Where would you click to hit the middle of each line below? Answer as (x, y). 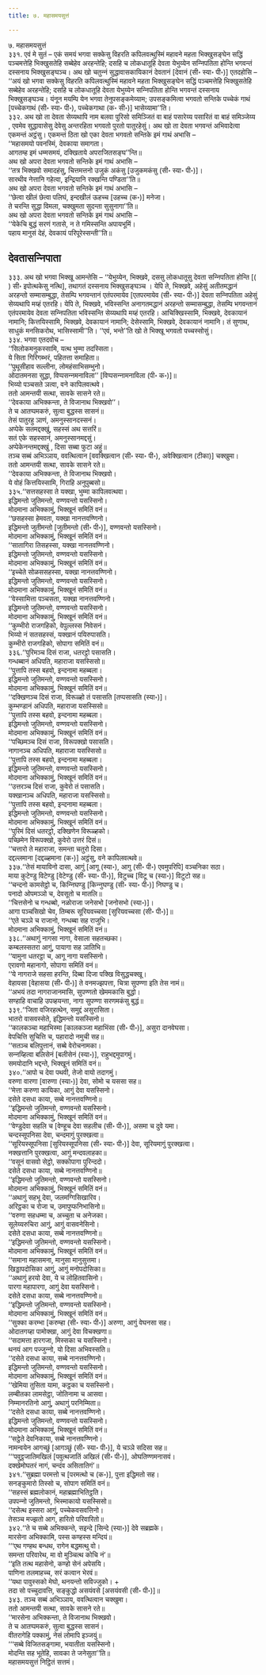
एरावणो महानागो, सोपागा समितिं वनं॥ (53, 965)
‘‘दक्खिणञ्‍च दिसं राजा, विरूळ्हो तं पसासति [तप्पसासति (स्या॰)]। (88, 697)
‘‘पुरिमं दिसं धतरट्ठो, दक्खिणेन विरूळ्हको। (59, 832)
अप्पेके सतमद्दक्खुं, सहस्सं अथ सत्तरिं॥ (55, 429)
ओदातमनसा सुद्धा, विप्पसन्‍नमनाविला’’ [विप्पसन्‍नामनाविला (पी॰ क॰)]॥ (92, 376)
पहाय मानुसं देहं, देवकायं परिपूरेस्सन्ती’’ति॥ (60, 233)
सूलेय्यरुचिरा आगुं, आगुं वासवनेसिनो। (54, 1225)
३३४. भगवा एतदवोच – (36, 340)
